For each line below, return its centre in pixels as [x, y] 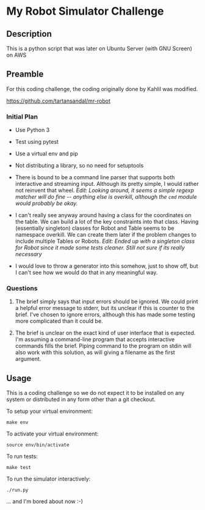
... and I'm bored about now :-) [45, 501]
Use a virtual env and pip [46, 153]
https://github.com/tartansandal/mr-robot [59, 101]
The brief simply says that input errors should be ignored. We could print [106, 301]
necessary [28, 254]
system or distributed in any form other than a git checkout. [81, 399]
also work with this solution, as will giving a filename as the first [95, 352]
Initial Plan [22, 116]
